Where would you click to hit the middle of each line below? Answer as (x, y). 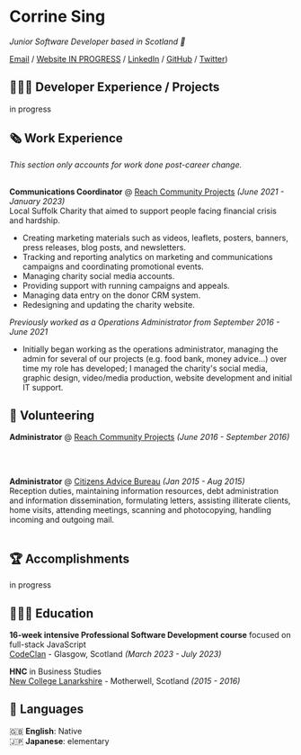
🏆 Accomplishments (70, 558)
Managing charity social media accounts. (98, 275)
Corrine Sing (58, 17)
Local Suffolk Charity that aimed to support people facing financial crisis (143, 211)
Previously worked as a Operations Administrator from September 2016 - (145, 322)
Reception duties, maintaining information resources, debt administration (144, 491)
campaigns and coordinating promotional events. (113, 266)
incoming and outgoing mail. (62, 520)
